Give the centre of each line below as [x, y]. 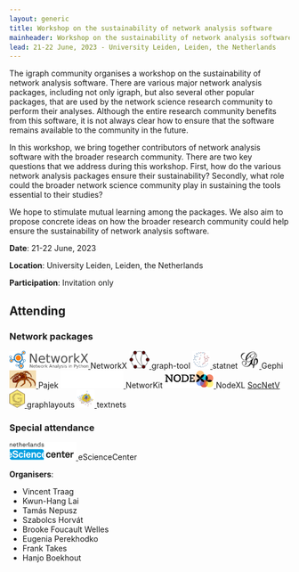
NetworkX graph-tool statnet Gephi [187, 365]
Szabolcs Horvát [53, 520]
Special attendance [52, 428]
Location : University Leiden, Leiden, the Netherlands [106, 266]
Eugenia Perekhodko [60, 539]
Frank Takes [44, 549]
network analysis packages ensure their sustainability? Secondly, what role [147, 176]
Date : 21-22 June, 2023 [53, 249]
